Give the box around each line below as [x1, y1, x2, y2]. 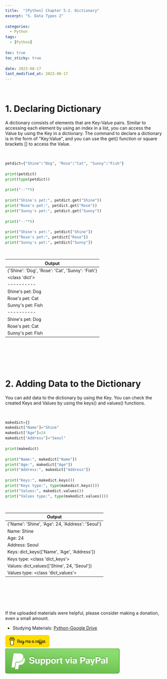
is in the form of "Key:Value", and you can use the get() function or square [5, 135, 157, 142]
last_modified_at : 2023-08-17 [5, 71, 68, 76]
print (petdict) [5, 171, 37, 176]
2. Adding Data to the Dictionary [5, 378, 141, 389]
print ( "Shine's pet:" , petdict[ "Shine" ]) [5, 229, 93, 234]
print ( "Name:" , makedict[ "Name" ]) [5, 456, 77, 462]
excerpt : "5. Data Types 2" [5, 13, 64, 18]
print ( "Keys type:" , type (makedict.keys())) [5, 483, 99, 488]
